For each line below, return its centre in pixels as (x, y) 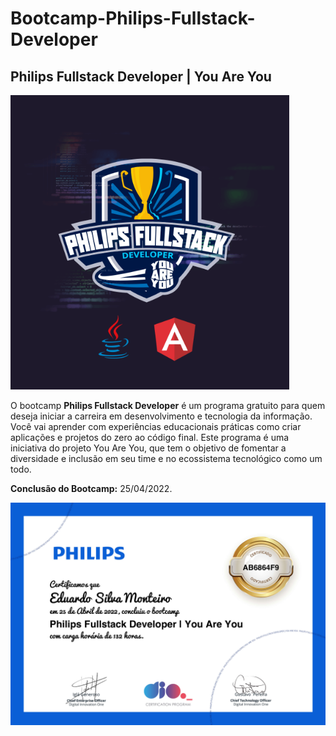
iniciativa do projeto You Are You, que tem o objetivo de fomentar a (148, 448)
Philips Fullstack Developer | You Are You (141, 76)
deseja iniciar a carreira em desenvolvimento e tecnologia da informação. (161, 416)
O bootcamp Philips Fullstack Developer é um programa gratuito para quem (168, 405)
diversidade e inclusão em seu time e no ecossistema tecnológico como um (166, 458)
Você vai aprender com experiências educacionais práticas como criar (156, 426)
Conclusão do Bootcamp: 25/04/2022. (91, 488)
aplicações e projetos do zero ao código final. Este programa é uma (150, 437)
